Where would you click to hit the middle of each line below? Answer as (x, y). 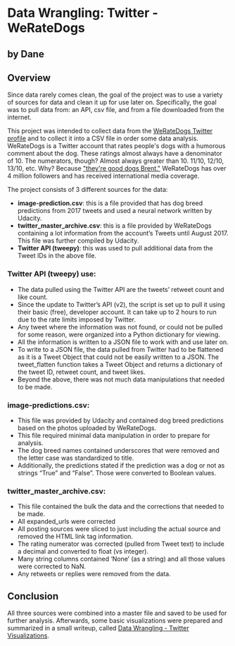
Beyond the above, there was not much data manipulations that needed (121, 379)
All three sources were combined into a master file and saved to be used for (117, 613)
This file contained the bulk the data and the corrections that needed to (121, 506)
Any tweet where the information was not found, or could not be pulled (120, 327)
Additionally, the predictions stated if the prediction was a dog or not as (121, 465)
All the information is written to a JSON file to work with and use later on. (123, 342)
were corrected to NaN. (52, 566)
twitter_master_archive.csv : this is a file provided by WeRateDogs (114, 226)
